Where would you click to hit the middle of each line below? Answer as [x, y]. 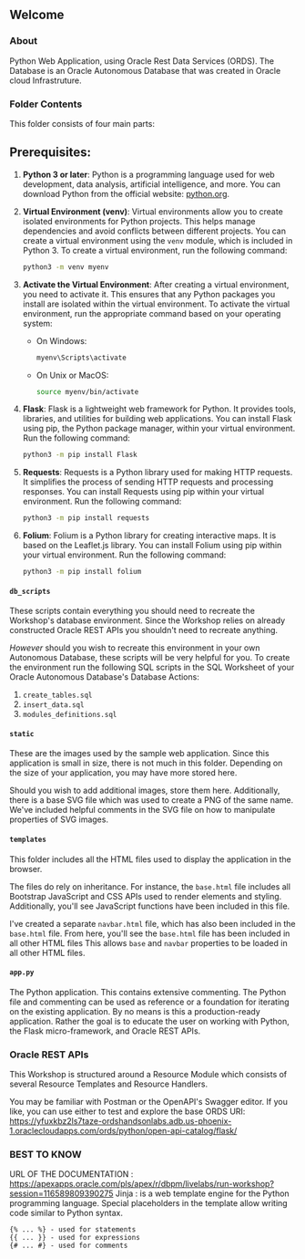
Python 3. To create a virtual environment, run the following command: [155, 250]
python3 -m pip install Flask [80, 455]
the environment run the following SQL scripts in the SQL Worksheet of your [152, 667]
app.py [22, 973]
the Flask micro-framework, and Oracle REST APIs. [105, 1031]
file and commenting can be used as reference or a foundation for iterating [149, 1002]
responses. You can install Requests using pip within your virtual [143, 492]
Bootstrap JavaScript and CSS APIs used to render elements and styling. [146, 896]
